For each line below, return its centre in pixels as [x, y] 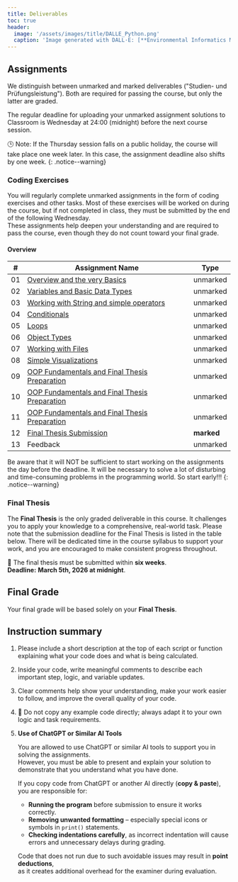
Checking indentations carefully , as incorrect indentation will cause [128, 835]
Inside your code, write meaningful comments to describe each [110, 669]
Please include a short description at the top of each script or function [120, 648]
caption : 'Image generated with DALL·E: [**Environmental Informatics [120, 40]
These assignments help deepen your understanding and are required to [113, 226]
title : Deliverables [38, 14]
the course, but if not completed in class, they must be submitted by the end [119, 210]
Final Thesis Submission [68, 433]
